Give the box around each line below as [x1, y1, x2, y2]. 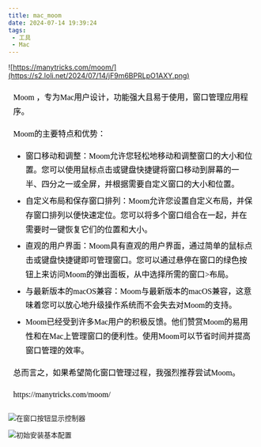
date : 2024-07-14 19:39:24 [8, 19, 97, 27]
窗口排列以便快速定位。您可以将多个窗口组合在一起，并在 [33, 210, 248, 220]
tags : [8, 26, 26, 34]
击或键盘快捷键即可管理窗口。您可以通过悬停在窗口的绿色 [25, 256, 240, 265]
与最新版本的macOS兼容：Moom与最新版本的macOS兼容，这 [25, 286, 244, 296]
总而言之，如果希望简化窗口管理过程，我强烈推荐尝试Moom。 [13, 368, 240, 378]
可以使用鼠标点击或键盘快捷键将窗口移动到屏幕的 [49, 165, 232, 175]
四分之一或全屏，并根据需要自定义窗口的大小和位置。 [41, 179, 240, 190]
